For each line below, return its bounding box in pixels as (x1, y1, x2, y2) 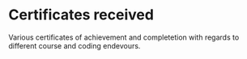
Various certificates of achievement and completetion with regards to (8, 32, 240, 42)
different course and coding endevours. (8, 40, 141, 50)
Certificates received (8, 6, 154, 24)
